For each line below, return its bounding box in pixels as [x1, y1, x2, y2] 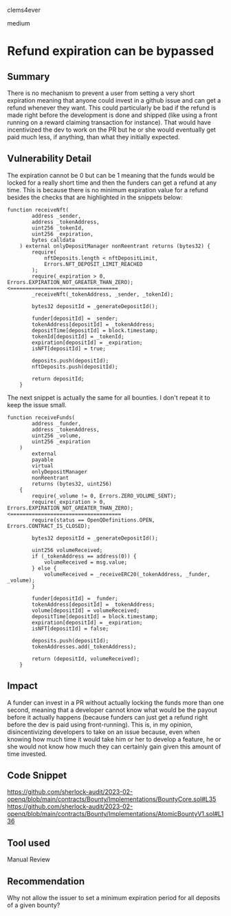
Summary [7, 70, 50, 82]
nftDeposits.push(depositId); [32, 363, 118, 370]
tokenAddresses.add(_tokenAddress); [32, 643, 137, 650]
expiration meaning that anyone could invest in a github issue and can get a [7, 96, 221, 104]
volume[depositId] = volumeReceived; [32, 607, 140, 614]
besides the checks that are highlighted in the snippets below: [7, 193, 183, 201]
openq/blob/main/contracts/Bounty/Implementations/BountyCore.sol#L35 [7, 795, 217, 804]
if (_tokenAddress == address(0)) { [32, 553, 137, 560]
